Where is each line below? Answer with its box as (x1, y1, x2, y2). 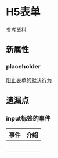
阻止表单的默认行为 (6, 77, 52, 84)
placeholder (6, 63, 41, 71)
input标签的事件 (6, 114, 51, 122)
